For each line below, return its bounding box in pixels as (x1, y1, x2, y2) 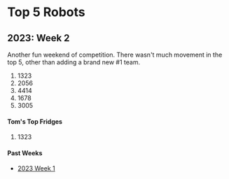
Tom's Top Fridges (7, 117, 63, 126)
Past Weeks (7, 148, 43, 157)
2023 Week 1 (17, 164, 56, 173)
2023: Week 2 (7, 32, 70, 44)
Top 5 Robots (7, 4, 85, 20)
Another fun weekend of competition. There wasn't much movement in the (7, 50, 223, 59)
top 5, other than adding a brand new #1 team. (7, 58, 141, 66)
